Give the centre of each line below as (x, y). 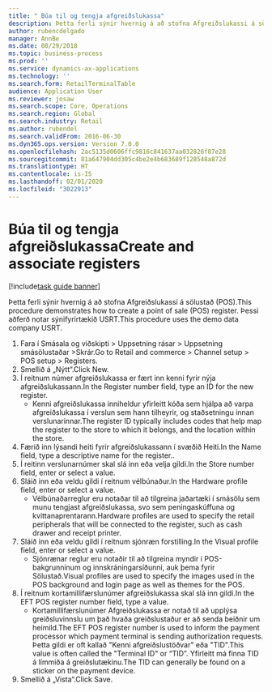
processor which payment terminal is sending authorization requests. (148, 636)
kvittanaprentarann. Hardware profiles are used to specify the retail (143, 515)
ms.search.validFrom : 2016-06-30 (65, 136)
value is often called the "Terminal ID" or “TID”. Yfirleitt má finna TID (145, 653)
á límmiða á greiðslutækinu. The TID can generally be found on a (138, 662)
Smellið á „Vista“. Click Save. (66, 679)
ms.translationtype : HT (49, 167)
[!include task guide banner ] (55, 286)
